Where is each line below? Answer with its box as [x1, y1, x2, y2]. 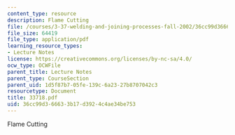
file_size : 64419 [7, 29, 58, 37]
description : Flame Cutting [7, 17, 90, 24]
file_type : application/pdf [7, 36, 90, 43]
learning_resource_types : [7, 42, 83, 49]
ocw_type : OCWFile [7, 62, 61, 69]
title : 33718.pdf [7, 95, 58, 102]
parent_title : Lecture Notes [7, 68, 92, 75]
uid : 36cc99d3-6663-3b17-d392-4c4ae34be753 [7, 101, 136, 108]
